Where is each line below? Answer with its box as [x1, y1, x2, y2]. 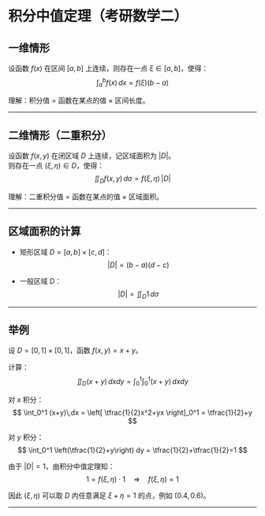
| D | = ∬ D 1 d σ [118, 289, 159, 300]
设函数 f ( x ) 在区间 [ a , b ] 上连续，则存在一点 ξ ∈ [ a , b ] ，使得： [8, 64, 209, 73]
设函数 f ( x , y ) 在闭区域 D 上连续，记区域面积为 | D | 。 [8, 151, 176, 160]
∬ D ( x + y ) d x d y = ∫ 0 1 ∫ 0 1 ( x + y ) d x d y [76, 375, 189, 388]
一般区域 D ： [19, 276, 62, 285]
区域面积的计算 [8, 224, 81, 238]
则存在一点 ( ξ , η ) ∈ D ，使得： [8, 161, 105, 171]
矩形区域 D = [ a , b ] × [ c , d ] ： [19, 247, 112, 257]
